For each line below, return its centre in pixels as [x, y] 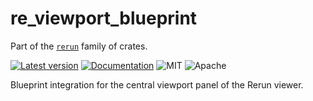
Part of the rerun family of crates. [79, 46]
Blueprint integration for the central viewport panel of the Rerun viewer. [157, 84]
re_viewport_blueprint [104, 18]
